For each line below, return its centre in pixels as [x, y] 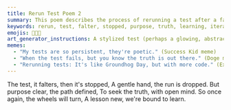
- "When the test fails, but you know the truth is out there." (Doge [117, 58]
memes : [16, 45]
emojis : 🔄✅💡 [24, 33]
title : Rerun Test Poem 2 [44, 13]
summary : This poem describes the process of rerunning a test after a [112, 20]
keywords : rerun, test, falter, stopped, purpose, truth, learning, [107, 26]
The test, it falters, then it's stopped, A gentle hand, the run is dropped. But [113, 84]
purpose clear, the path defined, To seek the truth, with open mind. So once [114, 91]
